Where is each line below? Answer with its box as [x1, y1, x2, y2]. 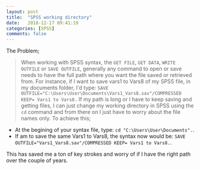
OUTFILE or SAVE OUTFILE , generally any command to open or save [20, 65, 182, 72]
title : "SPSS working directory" [6, 14, 93, 20]
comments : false [6, 31, 47, 37]
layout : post [6, 8, 39, 15]
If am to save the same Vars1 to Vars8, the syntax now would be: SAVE [14, 132, 186, 140]
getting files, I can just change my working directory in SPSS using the [20, 102, 194, 109]
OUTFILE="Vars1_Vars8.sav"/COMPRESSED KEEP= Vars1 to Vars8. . [14, 139, 172, 146]
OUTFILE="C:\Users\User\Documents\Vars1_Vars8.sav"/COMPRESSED [20, 91, 182, 97]
